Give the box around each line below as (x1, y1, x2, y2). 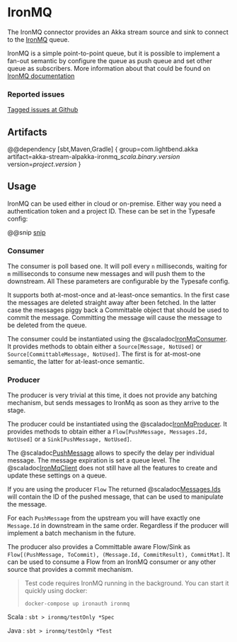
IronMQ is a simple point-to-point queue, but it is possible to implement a (7, 49, 221, 57)
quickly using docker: (24, 587, 88, 595)
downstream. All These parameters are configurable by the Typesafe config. (7, 277, 230, 286)
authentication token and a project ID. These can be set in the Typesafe (7, 206, 216, 215)
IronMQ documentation (7, 72, 75, 80)
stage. (7, 406, 26, 415)
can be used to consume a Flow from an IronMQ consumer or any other (7, 558, 216, 566)
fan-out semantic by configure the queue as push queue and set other (7, 56, 212, 65)
